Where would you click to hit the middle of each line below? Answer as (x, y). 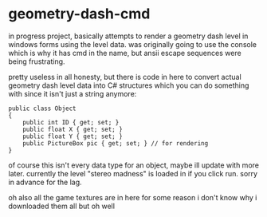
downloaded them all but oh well (62, 206)
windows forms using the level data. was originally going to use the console (133, 44)
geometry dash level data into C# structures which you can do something (129, 85)
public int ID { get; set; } (71, 122)
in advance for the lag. (45, 182)
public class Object (43, 108)
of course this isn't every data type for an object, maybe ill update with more (133, 165)
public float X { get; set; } (73, 129)
